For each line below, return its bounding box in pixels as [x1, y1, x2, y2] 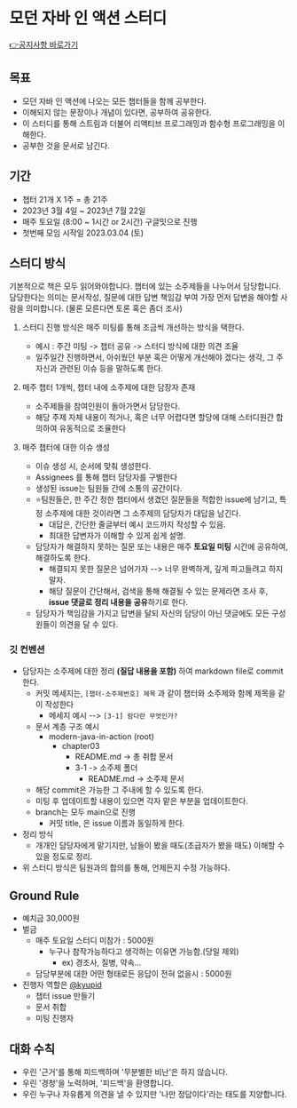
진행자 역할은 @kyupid [21, 979, 102, 991]
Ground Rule [9, 889, 80, 904]
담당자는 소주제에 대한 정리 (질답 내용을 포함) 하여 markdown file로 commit [21, 666, 284, 676]
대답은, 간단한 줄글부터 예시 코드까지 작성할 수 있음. [48, 519, 226, 530]
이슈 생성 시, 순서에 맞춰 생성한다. [35, 461, 152, 472]
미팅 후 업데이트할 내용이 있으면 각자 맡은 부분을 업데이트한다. [35, 795, 248, 806]
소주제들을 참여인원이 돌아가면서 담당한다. [35, 401, 181, 411]
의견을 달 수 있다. [59, 619, 119, 630]
